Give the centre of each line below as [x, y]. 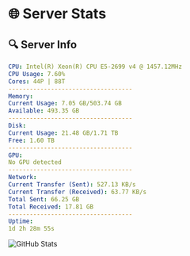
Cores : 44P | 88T [37, 81]
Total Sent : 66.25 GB [44, 199]
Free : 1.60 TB [32, 140]
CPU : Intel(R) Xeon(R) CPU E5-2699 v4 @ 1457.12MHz [95, 67]
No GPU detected [35, 162]
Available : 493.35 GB [44, 111]
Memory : [21, 96]
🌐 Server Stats [57, 14]
